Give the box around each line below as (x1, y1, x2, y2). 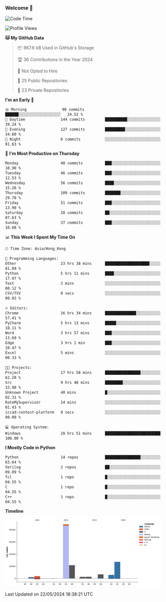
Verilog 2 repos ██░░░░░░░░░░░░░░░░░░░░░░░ (5, 465, 161, 470)
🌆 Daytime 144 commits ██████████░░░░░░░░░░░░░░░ (5, 117, 161, 122)
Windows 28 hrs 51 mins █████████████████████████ (5, 431, 161, 436)
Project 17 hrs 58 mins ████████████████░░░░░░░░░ (5, 370, 161, 375)
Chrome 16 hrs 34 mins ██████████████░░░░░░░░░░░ (5, 311, 161, 316)
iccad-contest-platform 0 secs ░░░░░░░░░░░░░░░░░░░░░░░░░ (5, 410, 161, 415)
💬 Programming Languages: (5, 256, 58, 261)
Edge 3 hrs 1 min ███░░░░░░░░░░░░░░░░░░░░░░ (5, 341, 161, 346)
